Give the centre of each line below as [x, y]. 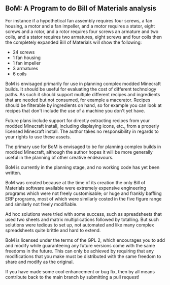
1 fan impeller [27, 63]
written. [13, 173]
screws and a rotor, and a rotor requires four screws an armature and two [82, 31]
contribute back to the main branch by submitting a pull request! [72, 277]
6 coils [20, 74]
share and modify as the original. [40, 262]
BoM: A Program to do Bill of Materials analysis [81, 8]
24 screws [24, 52]
